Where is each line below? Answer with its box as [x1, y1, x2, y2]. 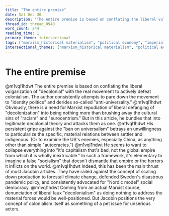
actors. [5, 205, 20, 211]
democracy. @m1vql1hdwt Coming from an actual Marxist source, [5, 184, 141, 190]
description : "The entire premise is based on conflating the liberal [5, 17, 156, 22]
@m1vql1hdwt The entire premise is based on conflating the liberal [5, 83, 142, 89]
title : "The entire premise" [5, 7, 66, 13]
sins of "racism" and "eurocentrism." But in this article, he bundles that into [5, 115, 161, 121]
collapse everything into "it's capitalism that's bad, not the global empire [5, 147, 155, 153]
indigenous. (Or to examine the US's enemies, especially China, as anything [5, 136, 162, 142]
